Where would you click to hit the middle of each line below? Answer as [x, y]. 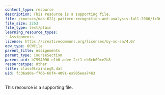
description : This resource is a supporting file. [58, 14]
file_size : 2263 [22, 23]
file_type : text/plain [28, 28]
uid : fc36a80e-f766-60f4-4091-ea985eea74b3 [50, 73]
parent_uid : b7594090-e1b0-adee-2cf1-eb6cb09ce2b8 [58, 60]
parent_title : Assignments [33, 50]
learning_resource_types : [31, 32]
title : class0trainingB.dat [34, 69]
